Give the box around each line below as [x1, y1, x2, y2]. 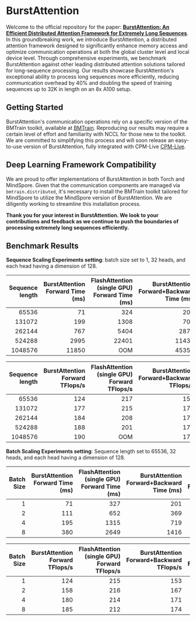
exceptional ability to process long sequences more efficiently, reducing [6, 73, 180, 80]
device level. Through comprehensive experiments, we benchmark [6, 54, 167, 61]
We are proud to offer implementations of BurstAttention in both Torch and [6, 175, 185, 182]
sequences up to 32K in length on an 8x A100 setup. [6, 85, 132, 92]
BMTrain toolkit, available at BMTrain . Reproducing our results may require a [6, 124, 189, 131]
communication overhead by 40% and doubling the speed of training [6, 79, 172, 86]
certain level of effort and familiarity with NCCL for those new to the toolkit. [6, 130, 187, 137]
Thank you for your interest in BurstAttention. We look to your [6, 212, 159, 219]
